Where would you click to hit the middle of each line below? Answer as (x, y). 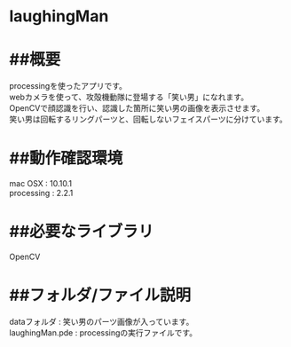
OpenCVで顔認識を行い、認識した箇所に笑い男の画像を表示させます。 (137, 108)
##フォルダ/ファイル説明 (100, 296)
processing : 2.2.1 (41, 193)
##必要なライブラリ (82, 232)
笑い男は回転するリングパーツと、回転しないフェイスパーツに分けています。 (149, 119)
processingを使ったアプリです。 (68, 86)
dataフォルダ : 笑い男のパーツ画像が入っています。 (102, 321)
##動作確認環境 (66, 158)
